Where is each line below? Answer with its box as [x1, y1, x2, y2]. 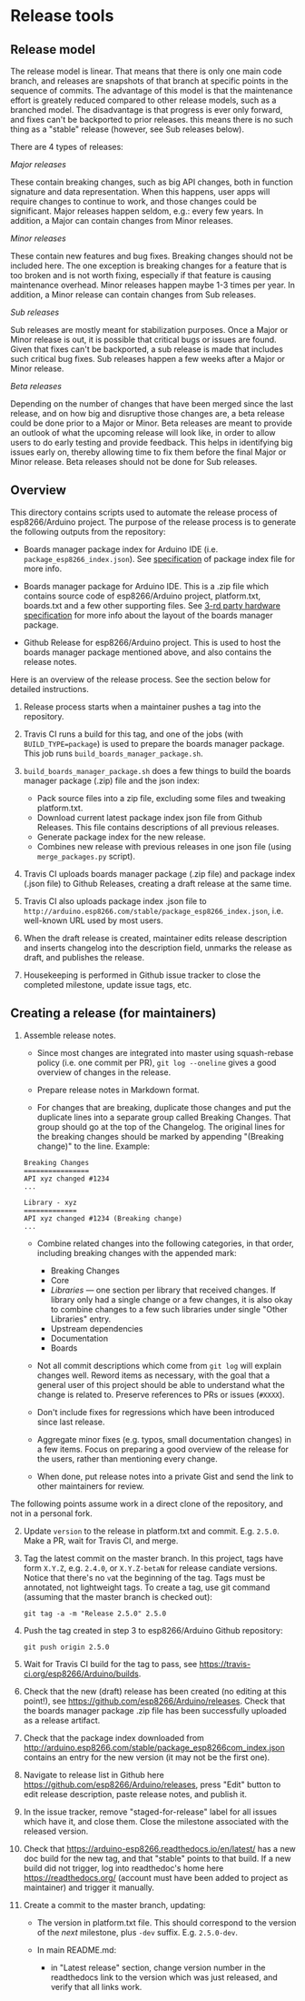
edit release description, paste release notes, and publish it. [23, 1788, 248, 1799]
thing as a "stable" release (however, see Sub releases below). [10, 124, 244, 135]
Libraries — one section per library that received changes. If [50, 1284, 276, 1295]
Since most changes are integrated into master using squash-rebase [36, 1047, 294, 1058]
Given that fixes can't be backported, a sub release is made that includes [10, 344, 284, 355]
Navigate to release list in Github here [23, 1769, 164, 1780]
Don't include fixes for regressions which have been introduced [36, 1406, 275, 1417]
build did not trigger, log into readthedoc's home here [23, 1862, 224, 1874]
